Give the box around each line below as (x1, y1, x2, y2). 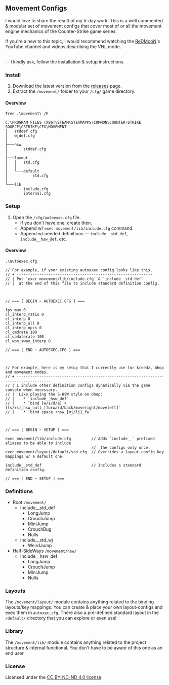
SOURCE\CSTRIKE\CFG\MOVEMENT (5, 124, 67, 130)
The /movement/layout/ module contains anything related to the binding (5, 599, 154, 605)
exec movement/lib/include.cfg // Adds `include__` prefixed (5, 436, 155, 441)
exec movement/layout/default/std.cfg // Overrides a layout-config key (5, 449, 164, 454)
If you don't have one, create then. (20, 220, 93, 226)
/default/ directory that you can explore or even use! (5, 615, 117, 621)
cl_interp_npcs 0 (5, 325, 42, 330)
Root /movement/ (12, 499, 47, 506)
